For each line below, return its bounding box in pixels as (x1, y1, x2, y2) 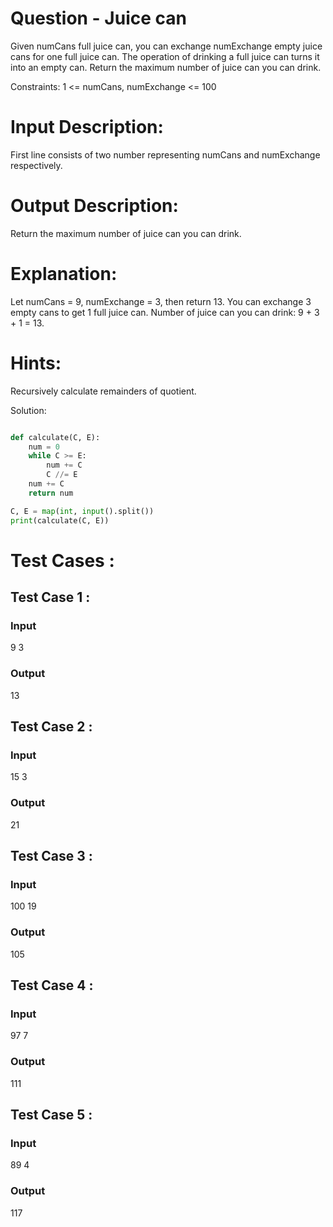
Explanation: (10, 263, 118, 285)
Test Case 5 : (10, 1107, 93, 1124)
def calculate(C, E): (10, 432, 101, 442)
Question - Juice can (10, 7, 187, 30)
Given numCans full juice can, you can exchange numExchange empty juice (10, 40, 323, 52)
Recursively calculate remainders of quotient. (10, 385, 197, 397)
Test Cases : (10, 549, 115, 572)
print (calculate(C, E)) (10, 515, 110, 526)
